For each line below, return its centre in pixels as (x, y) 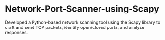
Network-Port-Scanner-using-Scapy (82, 9)
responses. (16, 32)
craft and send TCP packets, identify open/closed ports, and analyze (75, 27)
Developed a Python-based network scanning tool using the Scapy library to (83, 22)
